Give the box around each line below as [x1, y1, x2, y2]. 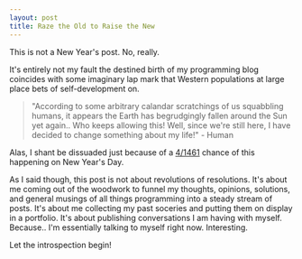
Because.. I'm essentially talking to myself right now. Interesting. [9, 222, 248, 233]
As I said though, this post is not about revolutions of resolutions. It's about [9, 173, 288, 185]
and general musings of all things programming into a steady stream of [9, 193, 273, 204]
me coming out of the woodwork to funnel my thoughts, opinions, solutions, [9, 183, 291, 194]
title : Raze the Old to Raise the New [9, 22, 155, 31]
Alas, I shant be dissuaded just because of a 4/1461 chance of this [9, 146, 255, 158]
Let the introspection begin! [9, 239, 112, 250]
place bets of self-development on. [9, 83, 140, 94]
